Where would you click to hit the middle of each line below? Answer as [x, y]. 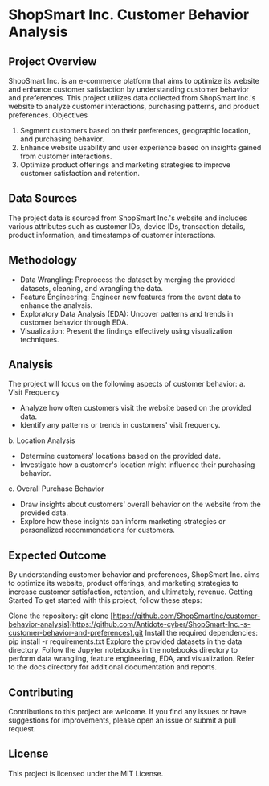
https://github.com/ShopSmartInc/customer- [187, 616]
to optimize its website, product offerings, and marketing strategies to [124, 583]
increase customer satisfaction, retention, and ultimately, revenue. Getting [130, 592]
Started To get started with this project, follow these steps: [105, 600]
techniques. [39, 339]
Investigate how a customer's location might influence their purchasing [137, 465]
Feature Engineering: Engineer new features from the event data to [130, 297]
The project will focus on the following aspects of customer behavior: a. [127, 384]
